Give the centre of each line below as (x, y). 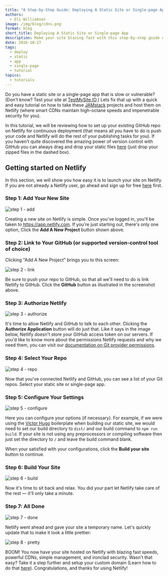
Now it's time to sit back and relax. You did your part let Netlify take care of (82, 488)
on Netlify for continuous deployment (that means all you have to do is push (83, 131)
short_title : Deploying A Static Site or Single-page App (67, 33)
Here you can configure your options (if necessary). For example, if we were (84, 418)
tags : (11, 47)
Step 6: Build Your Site (33, 467)
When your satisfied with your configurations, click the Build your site (77, 449)
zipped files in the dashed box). (38, 152)
